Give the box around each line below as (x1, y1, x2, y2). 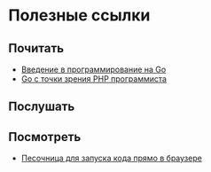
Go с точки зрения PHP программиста (20, 74, 168, 84)
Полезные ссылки (8, 5, 151, 26)
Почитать (8, 41, 64, 56)
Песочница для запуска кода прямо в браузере (20, 152, 203, 164)
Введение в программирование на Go (20, 64, 167, 74)
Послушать (8, 99, 75, 114)
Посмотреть (8, 129, 82, 145)
